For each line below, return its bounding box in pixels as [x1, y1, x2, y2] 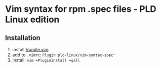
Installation [5, 34, 40, 42]
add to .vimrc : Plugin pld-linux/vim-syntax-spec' [12, 52, 116, 58]
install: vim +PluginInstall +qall [12, 57, 80, 63]
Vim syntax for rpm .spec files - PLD [5, 3, 157, 15]
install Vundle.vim [12, 47, 48, 52]
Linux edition [5, 14, 60, 25]
